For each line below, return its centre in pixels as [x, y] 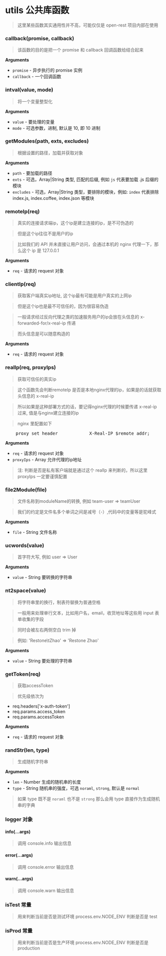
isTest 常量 [18, 904]
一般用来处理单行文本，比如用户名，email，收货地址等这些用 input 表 [88, 613]
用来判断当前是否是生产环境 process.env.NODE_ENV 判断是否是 [83, 942]
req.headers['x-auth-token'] [41, 706]
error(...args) [19, 855]
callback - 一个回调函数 [37, 77]
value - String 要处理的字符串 [42, 661]
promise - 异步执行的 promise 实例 [47, 70]
